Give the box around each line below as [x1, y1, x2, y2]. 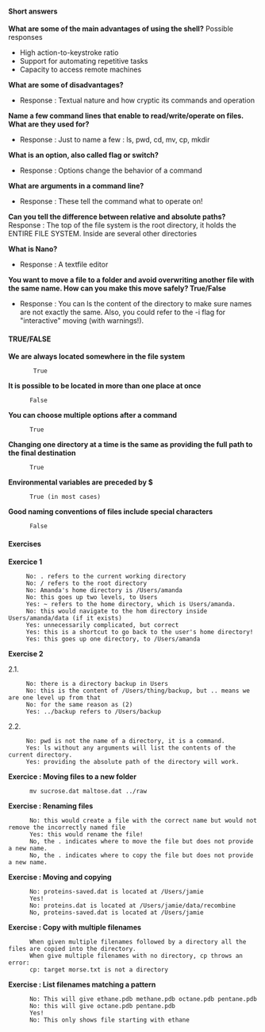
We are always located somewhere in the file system [8, 352, 186, 361]
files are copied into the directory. [8, 944, 136, 952]
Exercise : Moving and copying [8, 872, 113, 882]
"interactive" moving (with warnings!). [19, 316, 144, 325]
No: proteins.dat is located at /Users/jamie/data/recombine [29, 902, 236, 909]
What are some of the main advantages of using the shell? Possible [8, 24, 234, 33]
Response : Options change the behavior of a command [19, 166, 202, 175]
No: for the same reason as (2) [25, 700, 133, 708]
